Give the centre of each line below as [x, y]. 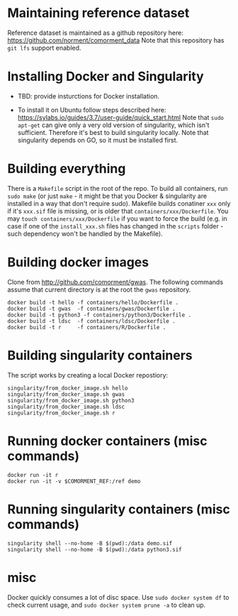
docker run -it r [33, 475]
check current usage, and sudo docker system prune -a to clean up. [107, 605]
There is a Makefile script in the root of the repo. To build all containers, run [118, 188]
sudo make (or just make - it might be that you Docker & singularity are [107, 196]
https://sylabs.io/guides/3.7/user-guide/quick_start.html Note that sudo [121, 117]
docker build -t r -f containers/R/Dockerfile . [87, 327]
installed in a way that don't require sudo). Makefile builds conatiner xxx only [119, 203]
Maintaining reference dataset [98, 13]
